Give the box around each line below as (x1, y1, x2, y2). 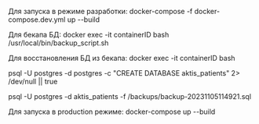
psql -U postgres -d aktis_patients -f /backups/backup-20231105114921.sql (8, 92, 252, 101)
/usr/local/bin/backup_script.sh (8, 38, 109, 48)
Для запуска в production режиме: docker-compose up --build (8, 107, 216, 116)
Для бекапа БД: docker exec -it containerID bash (8, 30, 170, 39)
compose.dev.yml (8, 15, 66, 24)
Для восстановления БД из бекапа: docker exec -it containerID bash (8, 54, 235, 62)
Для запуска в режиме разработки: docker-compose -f (8, 7, 193, 16)
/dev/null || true (8, 77, 58, 86)
